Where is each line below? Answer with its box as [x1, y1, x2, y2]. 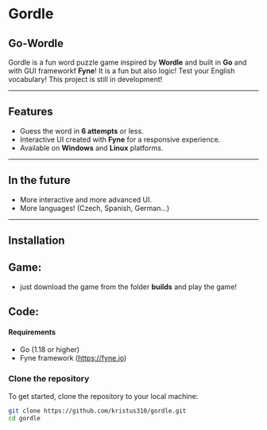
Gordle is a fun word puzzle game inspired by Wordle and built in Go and [8, 57, 247, 67]
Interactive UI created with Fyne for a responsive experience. [19, 135, 221, 144]
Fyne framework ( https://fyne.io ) [19, 354, 127, 363]
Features [8, 105, 53, 119]
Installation [8, 234, 65, 248]
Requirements [8, 327, 56, 337]
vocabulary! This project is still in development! [8, 75, 163, 84]
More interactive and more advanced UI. [19, 194, 153, 204]
